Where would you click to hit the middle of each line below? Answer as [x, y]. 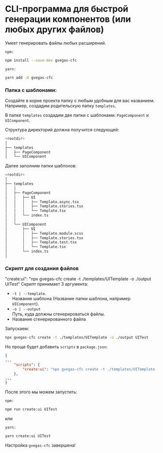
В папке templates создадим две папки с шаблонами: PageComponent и [77, 115]
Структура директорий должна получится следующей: [62, 129]
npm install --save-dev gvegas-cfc [41, 60]
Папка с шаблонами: [31, 90]
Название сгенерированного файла [49, 319]
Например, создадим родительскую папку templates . [61, 106]
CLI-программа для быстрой [67, 9]
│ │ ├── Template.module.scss [44, 233]
